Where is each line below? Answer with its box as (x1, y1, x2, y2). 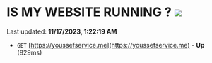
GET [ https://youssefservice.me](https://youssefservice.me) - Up (16, 41, 205, 49)
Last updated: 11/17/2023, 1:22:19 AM (6, 27, 117, 36)
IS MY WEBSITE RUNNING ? (6, 4, 172, 20)
